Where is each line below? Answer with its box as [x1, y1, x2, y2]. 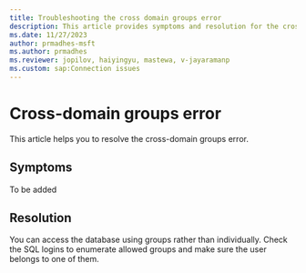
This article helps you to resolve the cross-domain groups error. [9, 133, 249, 144]
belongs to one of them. [9, 254, 100, 265]
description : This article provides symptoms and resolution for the [9, 22, 280, 31]
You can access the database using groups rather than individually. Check [9, 234, 289, 246]
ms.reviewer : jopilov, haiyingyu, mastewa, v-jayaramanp [9, 56, 230, 65]
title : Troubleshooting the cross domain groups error [9, 13, 222, 23]
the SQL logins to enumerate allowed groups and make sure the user [9, 244, 267, 255]
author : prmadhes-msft [9, 38, 96, 48]
